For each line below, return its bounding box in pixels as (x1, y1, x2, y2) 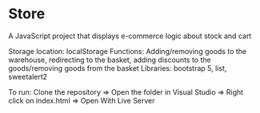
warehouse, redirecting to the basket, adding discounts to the (8, 55, 211, 64)
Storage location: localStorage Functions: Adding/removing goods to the (8, 46, 246, 56)
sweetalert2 (8, 72, 48, 81)
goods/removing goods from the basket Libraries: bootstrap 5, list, (8, 63, 227, 72)
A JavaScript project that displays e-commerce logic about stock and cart (8, 31, 252, 41)
